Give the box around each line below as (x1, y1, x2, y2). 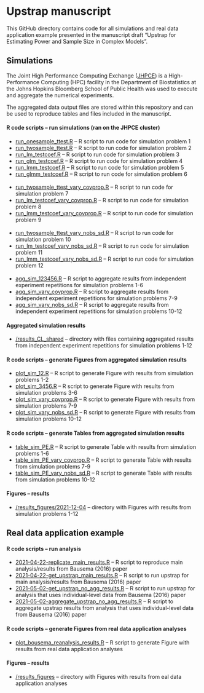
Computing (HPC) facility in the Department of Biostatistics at (41, 78, 197, 85)
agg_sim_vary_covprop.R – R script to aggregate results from (15, 288, 169, 295)
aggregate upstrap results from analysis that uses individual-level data (15, 604, 194, 612)
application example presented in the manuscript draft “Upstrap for (6, 31, 176, 38)
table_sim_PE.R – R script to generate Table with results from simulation (15, 443, 197, 450)
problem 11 (15, 248, 43, 256)
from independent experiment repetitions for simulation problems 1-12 (15, 342, 192, 349)
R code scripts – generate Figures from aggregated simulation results (6, 355, 187, 363)
